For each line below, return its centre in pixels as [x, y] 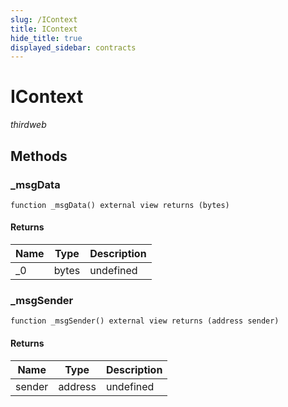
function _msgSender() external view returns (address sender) [145, 321]
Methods [39, 156]
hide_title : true [46, 38]
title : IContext [44, 29]
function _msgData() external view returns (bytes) [120, 205]
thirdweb [28, 125]
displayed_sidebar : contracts [73, 47]
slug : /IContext [44, 19]
